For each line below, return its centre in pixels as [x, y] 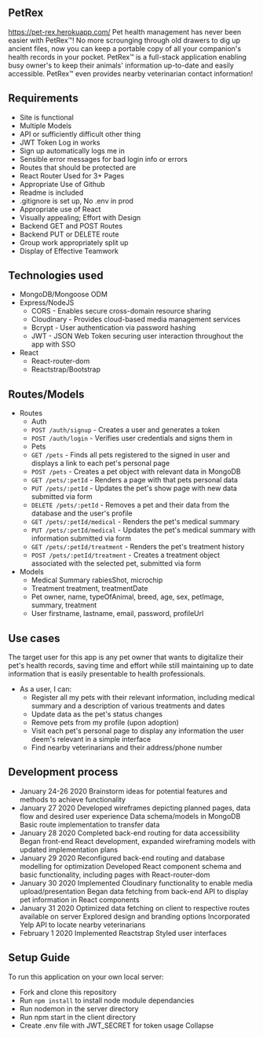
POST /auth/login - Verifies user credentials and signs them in [132, 438]
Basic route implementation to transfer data [89, 824]
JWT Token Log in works [60, 142]
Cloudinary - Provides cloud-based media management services [136, 319]
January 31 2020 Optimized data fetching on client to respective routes [134, 908]
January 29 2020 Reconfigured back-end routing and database [122, 858]
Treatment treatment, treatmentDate [89, 589]
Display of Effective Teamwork [69, 251]
